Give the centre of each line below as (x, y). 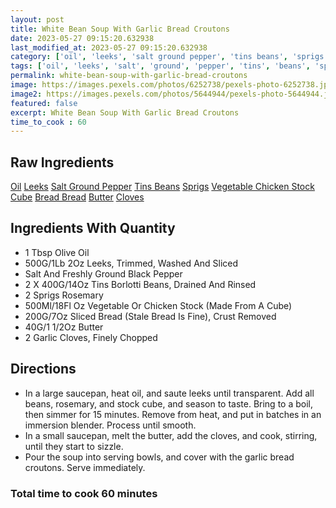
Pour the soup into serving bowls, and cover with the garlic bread (159, 457)
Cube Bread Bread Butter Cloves (77, 197)
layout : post (37, 19)
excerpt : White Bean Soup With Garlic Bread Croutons (125, 112)
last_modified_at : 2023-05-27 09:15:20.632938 (109, 47)
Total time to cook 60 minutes (84, 493)
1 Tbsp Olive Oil (57, 252)
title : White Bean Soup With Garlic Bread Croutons (120, 29)
